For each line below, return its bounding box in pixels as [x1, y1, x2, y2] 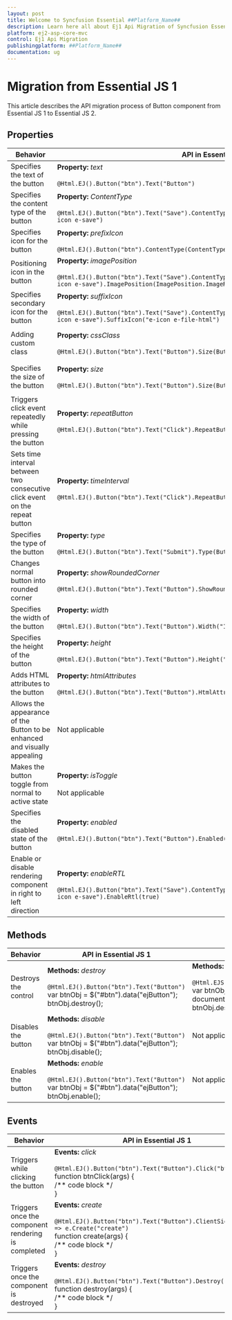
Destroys [10, 973, 40, 983]
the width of [10, 613, 50, 623]
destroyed [10, 1298, 43, 1308]
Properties [7, 129, 54, 141]
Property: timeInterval [57, 476, 129, 485]
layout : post [7, 10, 45, 17]
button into [10, 575, 46, 585]
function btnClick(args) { [54, 1172, 135, 1181]
